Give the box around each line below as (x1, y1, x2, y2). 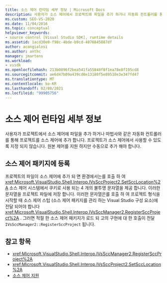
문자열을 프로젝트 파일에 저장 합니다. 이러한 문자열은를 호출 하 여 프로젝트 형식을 (5, 191, 161, 197)
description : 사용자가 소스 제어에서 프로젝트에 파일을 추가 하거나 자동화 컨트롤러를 (5, 12, 158, 17)
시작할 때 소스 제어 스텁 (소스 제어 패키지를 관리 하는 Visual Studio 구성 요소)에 (5, 197, 158, 203)
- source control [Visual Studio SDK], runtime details (5, 35, 123, 40)
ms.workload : (5, 58, 32, 63)
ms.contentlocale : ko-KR (5, 81, 57, 86)
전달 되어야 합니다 (5, 203, 40, 209)
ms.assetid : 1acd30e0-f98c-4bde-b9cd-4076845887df (5, 40, 112, 45)
